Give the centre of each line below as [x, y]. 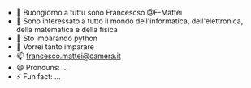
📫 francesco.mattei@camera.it [69, 56]
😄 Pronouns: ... [42, 67]
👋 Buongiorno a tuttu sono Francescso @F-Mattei [99, 13]
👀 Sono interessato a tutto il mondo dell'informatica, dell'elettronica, [130, 21]
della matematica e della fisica [67, 29]
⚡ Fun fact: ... [38, 76]
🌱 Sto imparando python [57, 38]
